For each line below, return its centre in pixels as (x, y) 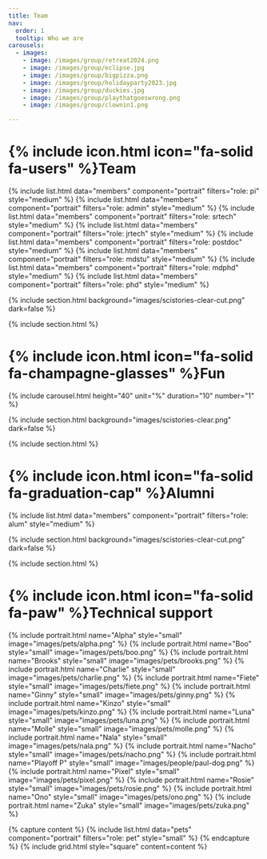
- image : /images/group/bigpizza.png (86, 75)
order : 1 (30, 30)
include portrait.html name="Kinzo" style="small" (90, 703)
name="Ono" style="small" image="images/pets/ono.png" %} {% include (130, 796)
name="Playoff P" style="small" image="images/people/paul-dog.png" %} (132, 763)
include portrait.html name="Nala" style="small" (88, 737)
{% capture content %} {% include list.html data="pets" (100, 829)
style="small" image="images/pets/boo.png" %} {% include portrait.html (128, 652)
